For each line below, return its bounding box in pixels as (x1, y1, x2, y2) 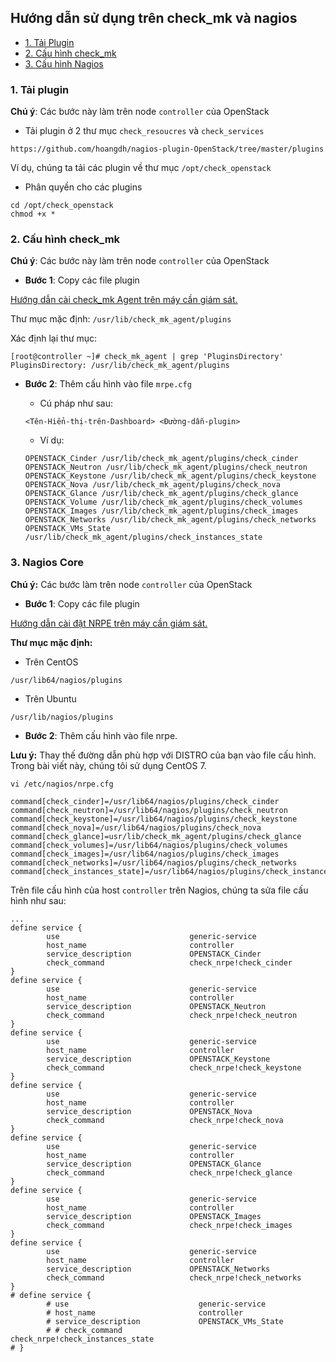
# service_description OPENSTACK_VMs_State (46, 1316, 284, 1326)
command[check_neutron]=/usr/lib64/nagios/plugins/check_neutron (10, 805, 288, 815)
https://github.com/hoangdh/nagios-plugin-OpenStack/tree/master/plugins (10, 144, 325, 155)
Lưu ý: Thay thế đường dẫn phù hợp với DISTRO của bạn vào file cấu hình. (10, 749, 317, 761)
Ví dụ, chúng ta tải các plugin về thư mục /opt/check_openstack (10, 162, 272, 174)
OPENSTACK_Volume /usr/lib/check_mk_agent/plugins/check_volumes (24, 497, 303, 508)
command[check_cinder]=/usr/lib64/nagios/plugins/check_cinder (10, 796, 280, 806)
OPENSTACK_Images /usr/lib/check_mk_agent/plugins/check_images (24, 506, 299, 516)
